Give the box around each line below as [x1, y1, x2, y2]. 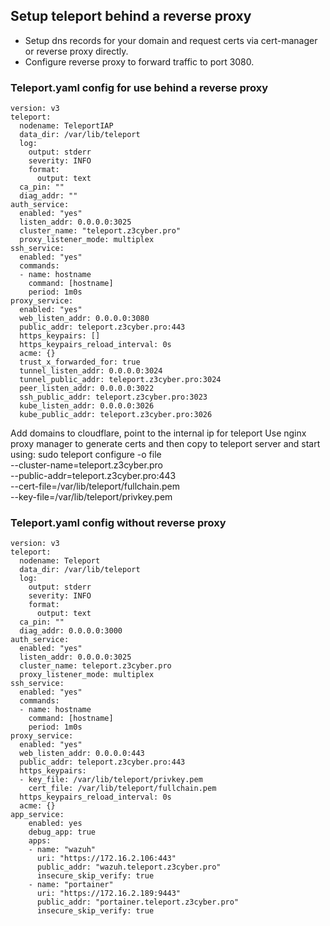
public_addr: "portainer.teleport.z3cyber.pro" [36, 897, 240, 908]
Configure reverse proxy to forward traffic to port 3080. [24, 55, 255, 68]
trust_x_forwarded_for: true [19, 357, 141, 368]
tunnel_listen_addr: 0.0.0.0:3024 [19, 366, 163, 376]
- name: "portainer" [28, 880, 114, 890]
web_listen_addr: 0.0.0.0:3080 [19, 314, 150, 324]
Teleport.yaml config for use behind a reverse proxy [10, 80, 269, 94]
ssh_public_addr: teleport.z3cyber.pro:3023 [19, 392, 208, 403]
